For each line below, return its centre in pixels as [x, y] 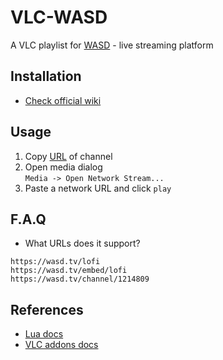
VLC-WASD [59, 17]
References [47, 309]
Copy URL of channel [68, 156]
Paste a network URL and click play [98, 188]
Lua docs [44, 334]
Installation [46, 76]
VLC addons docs [61, 345]
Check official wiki [63, 100]
